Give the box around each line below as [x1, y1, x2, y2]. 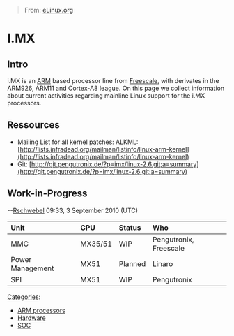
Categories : [7, 293, 41, 301]
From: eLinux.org [24, 6, 74, 14]
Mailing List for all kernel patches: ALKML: [17, 138, 139, 146]
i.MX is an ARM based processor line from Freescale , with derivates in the [7, 77, 219, 85]
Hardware [17, 314, 47, 322]
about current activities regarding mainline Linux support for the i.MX [7, 92, 205, 100]
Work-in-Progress [7, 188, 88, 200]
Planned [118, 258, 146, 268]
